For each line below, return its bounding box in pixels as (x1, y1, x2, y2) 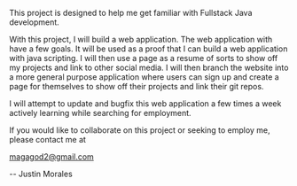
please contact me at (9, 135, 87, 144)
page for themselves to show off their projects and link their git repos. (9, 81, 264, 91)
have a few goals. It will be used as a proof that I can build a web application (9, 43, 288, 54)
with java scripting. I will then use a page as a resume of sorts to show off (9, 53, 278, 63)
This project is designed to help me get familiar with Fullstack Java (9, 8, 253, 18)
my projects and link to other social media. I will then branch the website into (9, 62, 289, 73)
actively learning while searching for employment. (9, 108, 192, 118)
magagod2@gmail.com (9, 151, 95, 162)
